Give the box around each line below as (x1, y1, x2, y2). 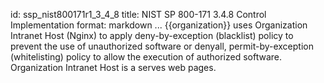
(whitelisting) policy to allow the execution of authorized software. (10, 51, 282, 63)
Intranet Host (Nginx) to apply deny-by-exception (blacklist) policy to (10, 30, 294, 41)
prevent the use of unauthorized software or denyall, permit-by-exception (10, 40, 314, 52)
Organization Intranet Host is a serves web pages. (10, 62, 217, 73)
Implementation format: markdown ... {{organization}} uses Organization (10, 19, 308, 31)
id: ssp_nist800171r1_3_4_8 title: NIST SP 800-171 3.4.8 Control (10, 9, 267, 20)
